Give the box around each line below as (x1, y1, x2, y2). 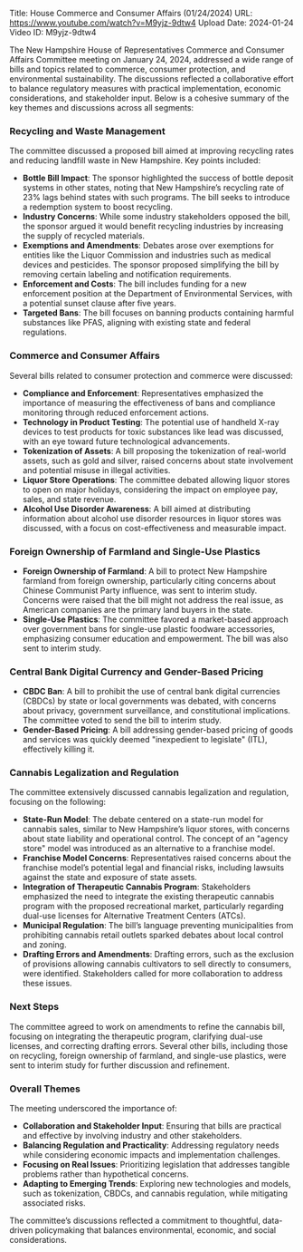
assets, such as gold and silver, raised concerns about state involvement (22, 455, 294, 466)
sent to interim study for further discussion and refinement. (9, 1060, 231, 1071)
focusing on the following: (9, 797, 107, 808)
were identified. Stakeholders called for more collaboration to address (22, 968, 283, 979)
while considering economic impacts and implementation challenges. (22, 1150, 280, 1160)
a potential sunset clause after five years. (22, 298, 176, 309)
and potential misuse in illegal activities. (22, 464, 171, 475)
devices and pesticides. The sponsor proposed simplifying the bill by (22, 259, 279, 270)
